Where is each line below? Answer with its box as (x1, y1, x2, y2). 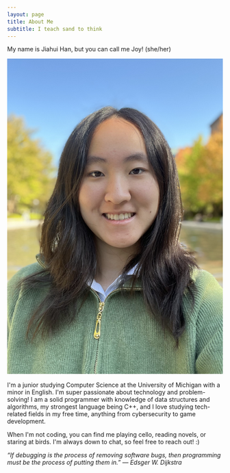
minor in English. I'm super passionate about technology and (7, 387, 178, 396)
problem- (179, 387, 206, 396)
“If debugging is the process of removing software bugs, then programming (7, 450, 221, 459)
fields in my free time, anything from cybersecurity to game (28, 409, 196, 418)
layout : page (7, 11, 44, 18)
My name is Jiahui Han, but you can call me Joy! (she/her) (7, 45, 171, 53)
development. (7, 417, 46, 425)
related (7, 409, 27, 418)
